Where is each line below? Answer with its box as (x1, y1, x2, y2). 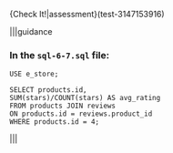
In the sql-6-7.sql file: (9, 48, 110, 61)
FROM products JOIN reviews (9, 101, 117, 111)
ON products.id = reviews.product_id (9, 109, 153, 118)
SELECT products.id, (9, 86, 88, 95)
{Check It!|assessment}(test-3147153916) (9, 9, 166, 19)
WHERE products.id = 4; (9, 117, 100, 127)
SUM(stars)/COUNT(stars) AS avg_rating (9, 94, 161, 103)
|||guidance (9, 26, 53, 36)
